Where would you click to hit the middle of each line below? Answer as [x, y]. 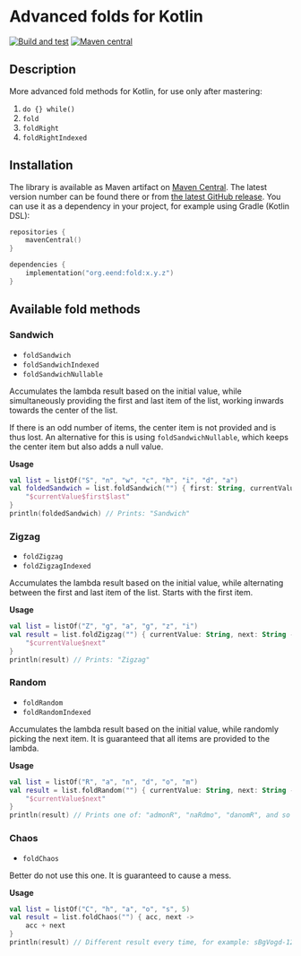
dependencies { [38, 265]
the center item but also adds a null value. [86, 447]
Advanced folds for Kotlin [106, 17]
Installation [41, 165]
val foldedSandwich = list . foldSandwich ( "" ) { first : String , [128, 489]
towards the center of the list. [64, 410]
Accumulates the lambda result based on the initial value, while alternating [146, 583]
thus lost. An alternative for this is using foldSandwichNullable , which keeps [149, 437]
